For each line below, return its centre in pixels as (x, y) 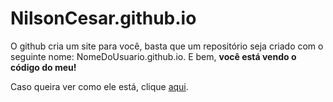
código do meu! (43, 67)
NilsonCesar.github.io (103, 18)
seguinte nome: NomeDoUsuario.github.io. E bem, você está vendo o (153, 56)
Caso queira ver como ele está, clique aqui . (99, 86)
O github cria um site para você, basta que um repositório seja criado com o (167, 46)
